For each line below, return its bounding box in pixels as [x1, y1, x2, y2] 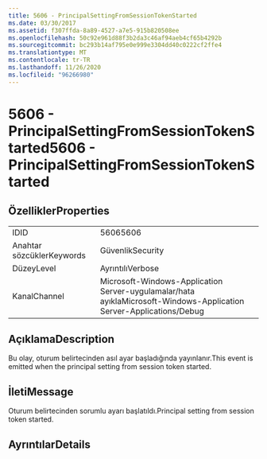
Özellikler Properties [8, 204, 110, 218]
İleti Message [8, 385, 74, 399]
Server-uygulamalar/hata [99, 286, 195, 297]
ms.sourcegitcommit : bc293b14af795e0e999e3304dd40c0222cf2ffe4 [8, 41, 222, 49]
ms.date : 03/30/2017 [8, 19, 77, 27]
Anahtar [12, 239, 42, 251]
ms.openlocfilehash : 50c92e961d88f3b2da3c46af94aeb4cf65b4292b [8, 33, 222, 42]
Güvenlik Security [99, 244, 164, 255]
